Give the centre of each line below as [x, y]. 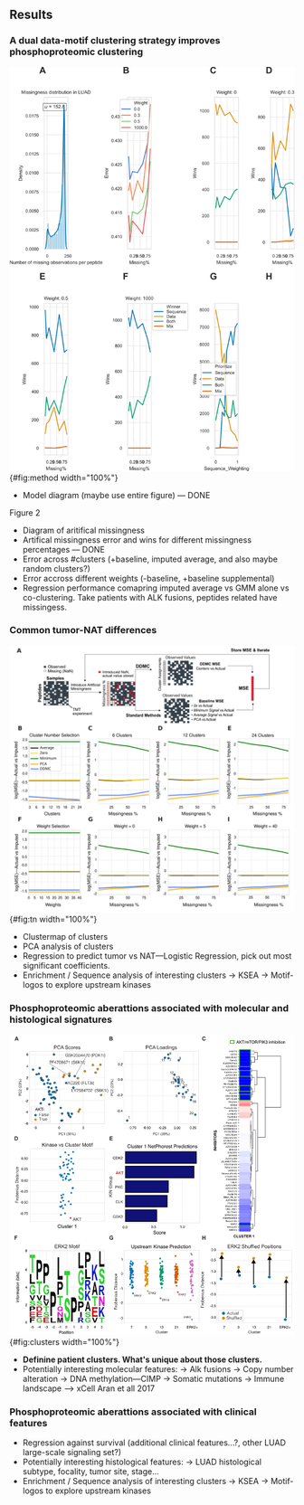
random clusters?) [56, 568]
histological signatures [61, 1019]
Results [31, 15]
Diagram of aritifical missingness [84, 530]
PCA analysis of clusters [68, 947]
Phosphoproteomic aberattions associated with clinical [133, 1412]
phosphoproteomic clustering [76, 52]
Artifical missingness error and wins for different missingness [137, 540]
